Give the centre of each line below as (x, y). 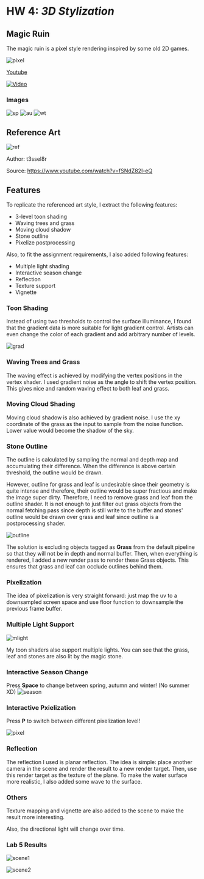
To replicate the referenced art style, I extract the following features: (92, 204)
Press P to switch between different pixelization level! (73, 721)
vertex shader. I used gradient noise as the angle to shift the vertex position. (101, 382)
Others (17, 797)
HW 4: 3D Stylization (60, 11)
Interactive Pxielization (41, 707)
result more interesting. (36, 817)
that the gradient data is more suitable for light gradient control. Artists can (100, 328)
